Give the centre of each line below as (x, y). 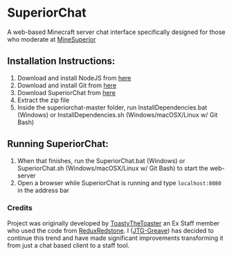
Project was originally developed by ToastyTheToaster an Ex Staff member (114, 223)
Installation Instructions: (61, 61)
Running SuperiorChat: (58, 144)
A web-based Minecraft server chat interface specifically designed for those (116, 32)
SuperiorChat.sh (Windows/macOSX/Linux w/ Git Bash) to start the (113, 168)
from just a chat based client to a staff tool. (69, 245)
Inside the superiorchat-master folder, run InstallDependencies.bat (112, 107)
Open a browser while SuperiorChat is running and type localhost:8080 (119, 182)
